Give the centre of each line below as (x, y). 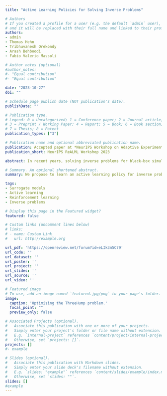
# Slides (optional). (28, 358)
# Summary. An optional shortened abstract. (52, 170)
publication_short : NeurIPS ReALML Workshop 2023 (58, 152)
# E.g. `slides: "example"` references (49, 372)
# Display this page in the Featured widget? (53, 211)
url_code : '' (19, 252)
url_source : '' (21, 276)
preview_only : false (31, 312)
